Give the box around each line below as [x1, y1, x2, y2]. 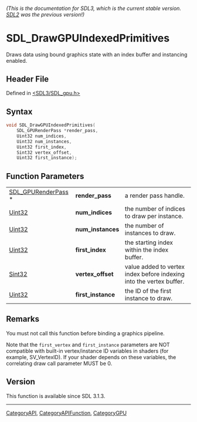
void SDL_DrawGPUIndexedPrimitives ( [6, 122, 96, 129]
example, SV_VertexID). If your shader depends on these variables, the [6, 353, 176, 360]
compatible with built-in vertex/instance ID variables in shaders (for [6, 347, 169, 355]
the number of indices [125, 205, 186, 213]
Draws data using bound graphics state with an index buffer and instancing [6, 50, 188, 58]
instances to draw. [125, 229, 176, 237]
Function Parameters [6, 171, 84, 181]
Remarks [6, 314, 40, 324]
